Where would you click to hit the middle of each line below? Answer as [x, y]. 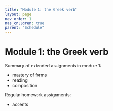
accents [20, 104]
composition [25, 86]
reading [20, 80]
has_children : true [25, 23]
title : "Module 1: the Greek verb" [41, 10]
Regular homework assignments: [38, 95]
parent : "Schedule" [25, 28]
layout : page [18, 14]
